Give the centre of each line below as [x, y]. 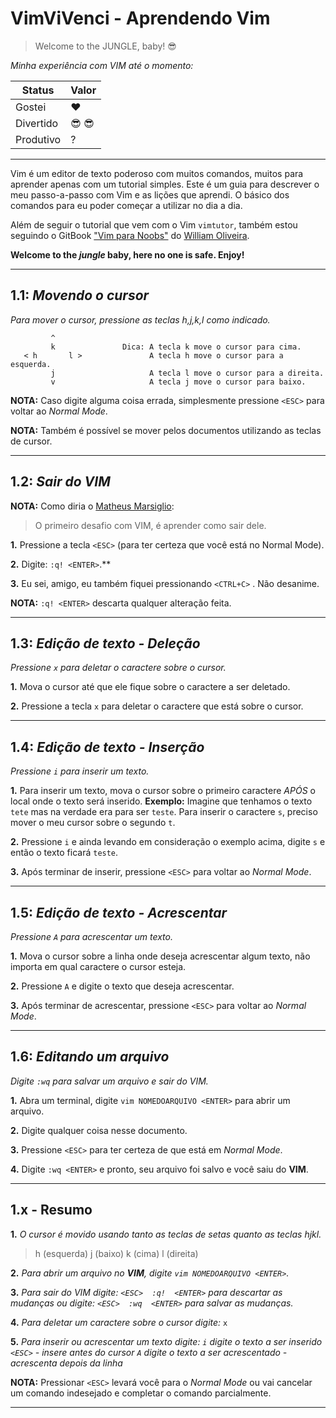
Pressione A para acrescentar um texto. [91, 936]
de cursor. [31, 441]
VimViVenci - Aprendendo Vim [140, 18]
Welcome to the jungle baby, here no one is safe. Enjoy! [127, 254]
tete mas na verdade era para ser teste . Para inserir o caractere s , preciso [164, 812]
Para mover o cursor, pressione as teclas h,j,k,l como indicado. [140, 319]
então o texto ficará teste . [64, 853]
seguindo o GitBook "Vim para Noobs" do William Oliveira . [130, 235]
